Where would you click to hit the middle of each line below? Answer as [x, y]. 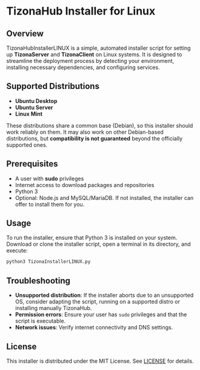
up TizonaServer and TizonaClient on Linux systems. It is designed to [94, 55]
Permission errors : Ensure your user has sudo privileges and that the [101, 315]
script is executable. [40, 321]
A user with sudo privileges [49, 178]
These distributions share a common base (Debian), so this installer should [100, 125]
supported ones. [27, 145]
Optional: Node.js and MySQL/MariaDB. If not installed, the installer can [104, 197]
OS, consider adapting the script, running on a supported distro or [98, 302]
